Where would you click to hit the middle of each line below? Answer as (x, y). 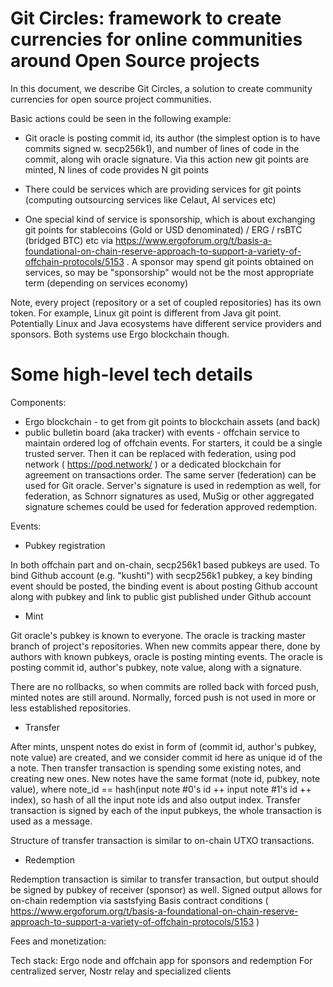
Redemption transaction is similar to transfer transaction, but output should (164, 879)
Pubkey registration (65, 545)
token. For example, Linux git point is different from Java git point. (146, 313)
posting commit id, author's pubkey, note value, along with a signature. (156, 667)
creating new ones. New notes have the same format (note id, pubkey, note (165, 778)
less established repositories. (71, 708)
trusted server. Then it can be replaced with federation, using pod (160, 453)
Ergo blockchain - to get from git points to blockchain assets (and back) (172, 421)
